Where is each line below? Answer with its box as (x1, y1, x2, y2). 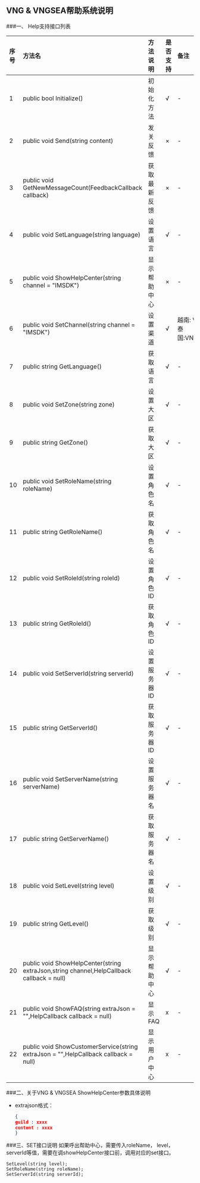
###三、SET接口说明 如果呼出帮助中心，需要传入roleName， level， (6, 1142, 174, 1149)
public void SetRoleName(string (23, 477, 112, 485)
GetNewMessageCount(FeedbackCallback (23, 184, 143, 192)
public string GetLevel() (23, 920, 89, 928)
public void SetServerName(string (23, 775, 118, 783)
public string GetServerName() (23, 834, 109, 843)
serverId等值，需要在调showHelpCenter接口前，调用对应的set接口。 (6, 1149, 174, 1156)
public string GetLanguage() (23, 362, 102, 371)
